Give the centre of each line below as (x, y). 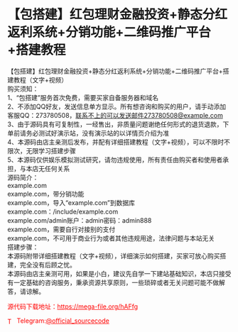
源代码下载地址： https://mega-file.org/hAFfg (73, 306)
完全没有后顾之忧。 (48, 265)
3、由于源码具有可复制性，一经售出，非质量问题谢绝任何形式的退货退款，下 (118, 124)
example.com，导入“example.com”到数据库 (71, 202)
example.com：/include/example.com (63, 211)
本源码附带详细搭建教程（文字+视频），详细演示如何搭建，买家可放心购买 (114, 255)
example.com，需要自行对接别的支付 (61, 229)
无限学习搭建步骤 (51, 150)
